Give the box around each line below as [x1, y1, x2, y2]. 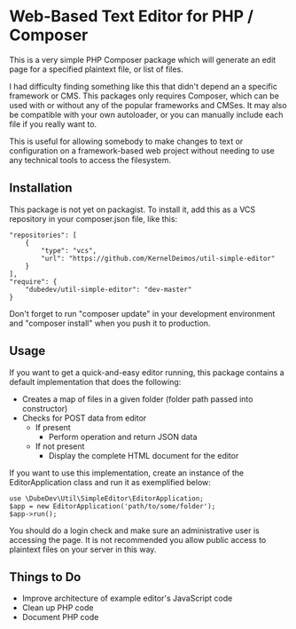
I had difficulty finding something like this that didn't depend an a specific [9, 81, 277, 91]
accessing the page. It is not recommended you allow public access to [9, 534, 267, 545]
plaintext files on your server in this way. [9, 544, 157, 554]
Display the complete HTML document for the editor [48, 450, 239, 460]
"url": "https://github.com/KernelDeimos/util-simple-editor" [41, 254, 276, 263]
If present [35, 421, 71, 432]
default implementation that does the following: [9, 376, 182, 387]
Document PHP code [21, 612, 99, 623]
